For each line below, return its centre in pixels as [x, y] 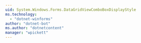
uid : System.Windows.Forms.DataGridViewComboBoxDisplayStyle [71, 10]
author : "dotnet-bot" [28, 23]
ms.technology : [21, 14]
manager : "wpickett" [27, 33]
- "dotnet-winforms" [31, 19]
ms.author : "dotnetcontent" [35, 28]
